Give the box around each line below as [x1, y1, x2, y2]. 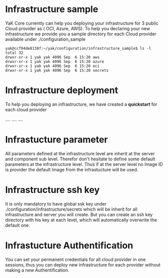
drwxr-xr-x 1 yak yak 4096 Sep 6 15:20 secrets [5, 68, 109, 73]
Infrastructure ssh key [5, 184, 100, 196]
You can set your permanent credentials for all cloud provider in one [5, 256, 146, 262]
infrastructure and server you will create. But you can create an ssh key [5, 211, 153, 217]
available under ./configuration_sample [5, 36, 86, 42]
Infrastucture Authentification [5, 240, 133, 251]
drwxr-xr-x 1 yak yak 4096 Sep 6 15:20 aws [5, 54, 100, 60]
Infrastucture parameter [5, 134, 108, 145]
